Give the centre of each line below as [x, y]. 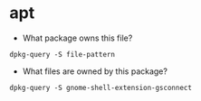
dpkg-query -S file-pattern [62, 54]
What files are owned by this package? [95, 71]
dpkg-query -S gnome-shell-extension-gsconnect [101, 87]
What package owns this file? [77, 38]
